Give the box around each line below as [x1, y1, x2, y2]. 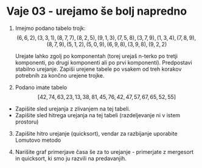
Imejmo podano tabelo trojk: [15, 24, 86, 32]
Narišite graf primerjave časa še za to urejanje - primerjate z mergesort [15, 148, 193, 155]
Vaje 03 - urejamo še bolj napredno [6, 4, 187, 18]
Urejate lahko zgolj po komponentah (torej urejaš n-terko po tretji [15, 52, 178, 59]
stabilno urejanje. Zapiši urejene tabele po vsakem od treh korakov [15, 65, 182, 73]
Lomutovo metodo [15, 136, 61, 144]
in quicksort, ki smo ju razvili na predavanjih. [15, 155, 127, 162]
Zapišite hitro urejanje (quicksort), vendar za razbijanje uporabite [15, 130, 178, 137]
